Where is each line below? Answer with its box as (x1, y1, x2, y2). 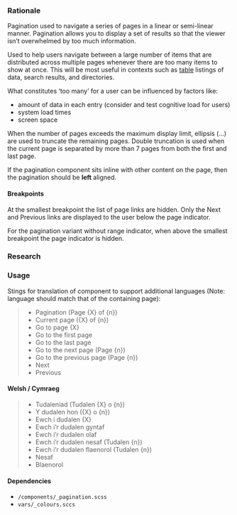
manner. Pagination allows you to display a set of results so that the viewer (7, 29, 226, 38)
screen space (17, 115, 58, 124)
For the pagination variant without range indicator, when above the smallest (7, 226, 228, 235)
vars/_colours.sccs (17, 502, 76, 509)
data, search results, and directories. (7, 73, 115, 81)
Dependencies (7, 477, 52, 485)
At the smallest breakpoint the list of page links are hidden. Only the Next (7, 205, 221, 214)
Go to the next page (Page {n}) (35, 346, 126, 354)
